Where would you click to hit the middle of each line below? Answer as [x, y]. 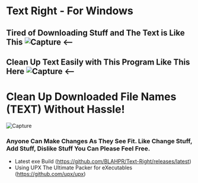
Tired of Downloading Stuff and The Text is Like [95, 33]
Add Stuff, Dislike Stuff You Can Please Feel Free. [78, 148]
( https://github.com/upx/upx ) [50, 174]
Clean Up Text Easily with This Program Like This [98, 62]
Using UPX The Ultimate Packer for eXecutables [73, 168]
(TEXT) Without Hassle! [66, 109]
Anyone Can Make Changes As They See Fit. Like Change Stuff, [99, 141]
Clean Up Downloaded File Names [91, 97]
